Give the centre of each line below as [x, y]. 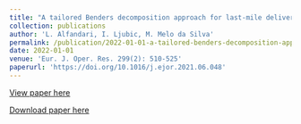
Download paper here [49, 110]
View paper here [40, 92]
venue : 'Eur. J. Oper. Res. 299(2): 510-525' [95, 59]
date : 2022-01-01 [42, 51]
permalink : [30, 42]
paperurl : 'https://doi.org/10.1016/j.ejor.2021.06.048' [118, 68]
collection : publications [57, 26]
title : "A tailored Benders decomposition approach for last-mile [136, 17]
